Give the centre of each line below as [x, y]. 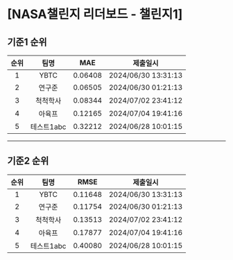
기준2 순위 [28, 161]
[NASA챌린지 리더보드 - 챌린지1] [95, 14]
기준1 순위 [27, 42]
